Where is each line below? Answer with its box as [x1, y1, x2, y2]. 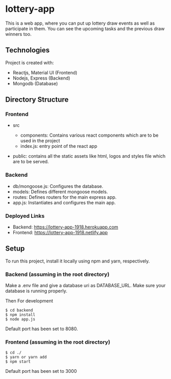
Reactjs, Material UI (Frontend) [12, 69, 78, 75]
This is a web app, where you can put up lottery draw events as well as [5, 20, 155, 26]
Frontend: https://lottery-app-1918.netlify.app [12, 230, 108, 236]
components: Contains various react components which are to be [20, 132, 159, 139]
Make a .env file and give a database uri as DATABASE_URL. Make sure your [5, 282, 166, 289]
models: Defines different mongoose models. [12, 188, 109, 195]
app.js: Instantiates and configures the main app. [12, 199, 116, 205]
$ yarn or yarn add [5, 355, 47, 360]
